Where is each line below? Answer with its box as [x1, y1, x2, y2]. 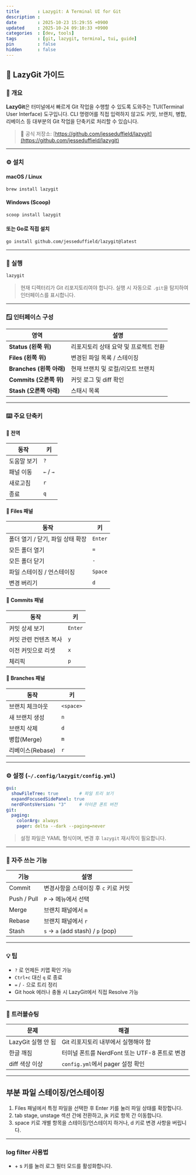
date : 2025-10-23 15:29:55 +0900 [6, 19, 108, 25]
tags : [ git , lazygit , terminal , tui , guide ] [6, 36, 137, 42]
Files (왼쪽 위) [9, 354, 47, 362]
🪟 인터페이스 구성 [6, 313, 54, 321]
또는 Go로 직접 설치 [6, 225, 50, 232]
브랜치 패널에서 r [43, 917, 88, 925]
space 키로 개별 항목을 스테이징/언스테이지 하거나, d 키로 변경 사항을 [14, 1119, 171, 1126]
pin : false [6, 42, 57, 47]
